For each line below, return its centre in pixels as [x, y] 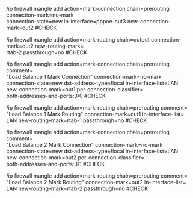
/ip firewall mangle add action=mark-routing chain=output [78, 39]
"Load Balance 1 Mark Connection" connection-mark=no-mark [84, 77]
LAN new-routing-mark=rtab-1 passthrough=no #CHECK [77, 120]
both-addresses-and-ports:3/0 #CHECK [56, 96]
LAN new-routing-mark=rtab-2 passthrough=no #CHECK [77, 188]
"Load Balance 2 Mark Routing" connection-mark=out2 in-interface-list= [96, 182]
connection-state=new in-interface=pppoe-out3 [66, 21]
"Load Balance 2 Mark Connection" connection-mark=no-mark [84, 145]
